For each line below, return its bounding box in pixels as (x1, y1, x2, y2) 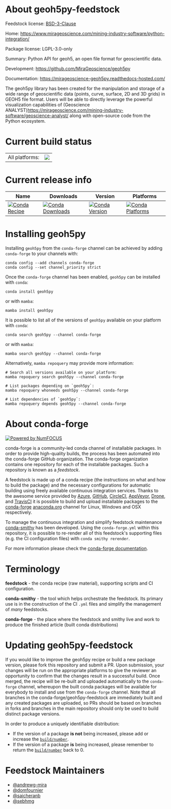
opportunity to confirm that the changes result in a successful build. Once (5, 673, 160, 679)
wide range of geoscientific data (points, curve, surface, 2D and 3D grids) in (5, 90, 165, 97)
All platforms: (8, 153, 40, 160)
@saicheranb (12, 792, 41, 798)
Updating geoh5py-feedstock (5, 639, 133, 651)
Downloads (49, 193, 78, 200)
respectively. (5, 509, 32, 515)
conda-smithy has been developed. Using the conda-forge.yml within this (5, 524, 159, 530)
